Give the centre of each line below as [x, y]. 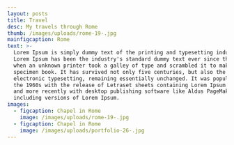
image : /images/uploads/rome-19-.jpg [75, 117]
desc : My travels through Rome [53, 26]
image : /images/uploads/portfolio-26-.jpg [82, 130]
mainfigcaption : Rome [39, 40]
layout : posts [28, 14]
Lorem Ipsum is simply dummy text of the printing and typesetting [114, 53]
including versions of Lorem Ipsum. [67, 98]
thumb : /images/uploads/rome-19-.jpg [62, 33]
